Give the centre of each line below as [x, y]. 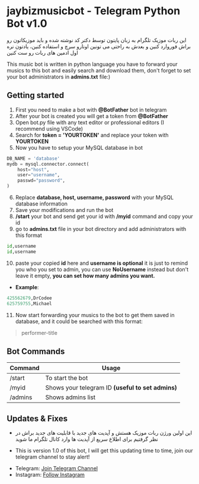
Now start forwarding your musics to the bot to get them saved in [95, 315]
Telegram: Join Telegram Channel [57, 469]
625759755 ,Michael [29, 303]
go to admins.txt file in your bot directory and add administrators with [101, 229]
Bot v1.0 [27, 23]
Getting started [36, 95]
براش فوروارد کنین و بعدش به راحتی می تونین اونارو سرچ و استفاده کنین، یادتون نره [99, 46]
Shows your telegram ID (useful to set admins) [111, 388]
